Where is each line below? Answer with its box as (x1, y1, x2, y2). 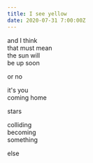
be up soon (7, 58, 40, 67)
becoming (7, 128, 36, 136)
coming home (7, 93, 47, 102)
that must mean (7, 44, 52, 52)
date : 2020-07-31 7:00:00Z (7, 17, 86, 24)
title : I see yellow (7, 10, 68, 18)
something (7, 135, 38, 144)
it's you (7, 86, 29, 94)
